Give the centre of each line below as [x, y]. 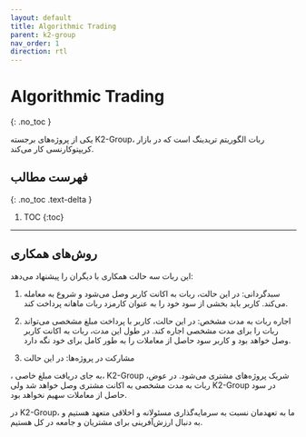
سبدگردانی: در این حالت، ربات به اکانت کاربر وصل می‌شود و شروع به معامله [152, 293]
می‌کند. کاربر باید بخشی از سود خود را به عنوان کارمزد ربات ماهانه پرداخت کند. [156, 303]
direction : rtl [39, 52]
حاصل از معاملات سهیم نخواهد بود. [69, 394]
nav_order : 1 [35, 43]
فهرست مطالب [49, 178]
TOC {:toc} [44, 217]
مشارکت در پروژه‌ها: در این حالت [79, 358]
